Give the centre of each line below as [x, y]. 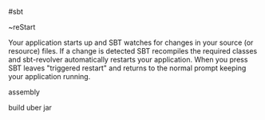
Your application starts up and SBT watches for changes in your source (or [131, 42]
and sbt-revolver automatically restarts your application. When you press [128, 60]
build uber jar [30, 108]
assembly [24, 92]
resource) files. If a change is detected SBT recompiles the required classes [133, 51]
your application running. [49, 76]
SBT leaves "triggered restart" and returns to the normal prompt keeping [127, 68]
